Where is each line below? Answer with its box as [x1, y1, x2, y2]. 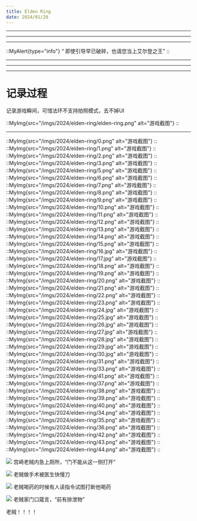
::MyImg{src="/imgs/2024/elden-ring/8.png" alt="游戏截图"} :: [6, 189, 157, 196]
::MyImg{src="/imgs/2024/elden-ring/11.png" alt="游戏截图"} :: [6, 211, 158, 218]
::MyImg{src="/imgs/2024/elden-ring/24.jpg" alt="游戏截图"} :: [6, 307, 158, 314]
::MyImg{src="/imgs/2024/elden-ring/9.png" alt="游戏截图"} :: [6, 196, 157, 203]
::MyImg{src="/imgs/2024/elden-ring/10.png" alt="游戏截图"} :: [6, 204, 159, 211]
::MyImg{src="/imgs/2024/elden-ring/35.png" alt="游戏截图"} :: [6, 416, 160, 423]
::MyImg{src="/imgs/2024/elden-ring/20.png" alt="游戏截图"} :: [6, 277, 160, 284]
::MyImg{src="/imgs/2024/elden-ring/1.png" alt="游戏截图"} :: [6, 145, 157, 152]
